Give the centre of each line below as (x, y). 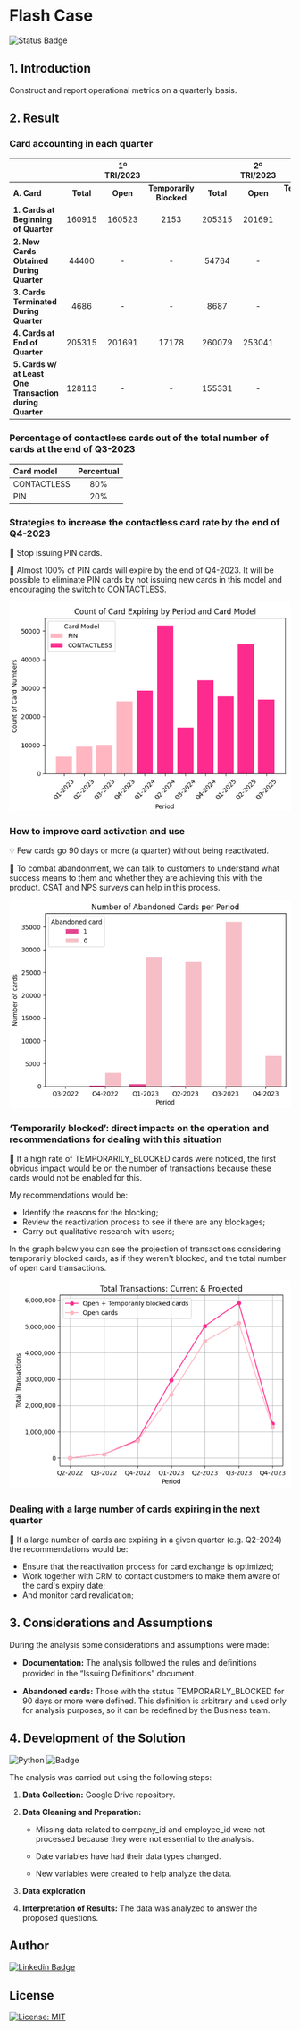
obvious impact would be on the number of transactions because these (141, 1168)
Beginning (33, 219)
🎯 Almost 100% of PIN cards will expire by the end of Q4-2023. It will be (142, 570)
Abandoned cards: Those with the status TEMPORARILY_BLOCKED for (153, 1691)
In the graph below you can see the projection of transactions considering (145, 1249)
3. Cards (29, 292)
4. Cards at (34, 333)
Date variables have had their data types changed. (128, 1856)
